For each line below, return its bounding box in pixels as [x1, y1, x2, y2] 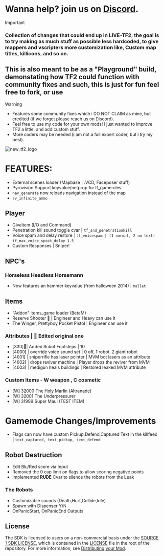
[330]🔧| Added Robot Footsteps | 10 [12, 344, 85, 350]
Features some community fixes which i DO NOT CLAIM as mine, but [12, 111, 151, 116]
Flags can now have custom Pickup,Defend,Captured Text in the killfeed [12, 431, 158, 437]
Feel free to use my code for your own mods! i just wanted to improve [12, 121, 153, 127]
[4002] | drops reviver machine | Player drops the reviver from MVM [12, 359, 150, 365]
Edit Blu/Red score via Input [12, 464, 69, 470]
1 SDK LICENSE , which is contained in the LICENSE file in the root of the [5, 540, 150, 546]
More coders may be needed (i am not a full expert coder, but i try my [12, 131, 153, 137]
